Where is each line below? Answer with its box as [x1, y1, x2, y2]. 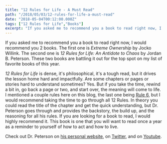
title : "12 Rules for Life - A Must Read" [5, 7, 95, 12]
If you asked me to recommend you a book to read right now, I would [5, 39, 147, 45]
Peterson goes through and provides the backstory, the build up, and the [5, 108, 155, 114]
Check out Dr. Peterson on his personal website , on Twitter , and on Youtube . [5, 133, 162, 139]
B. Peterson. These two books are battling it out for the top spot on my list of [5, 55, 163, 61]
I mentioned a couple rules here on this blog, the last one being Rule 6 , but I [5, 92, 161, 98]
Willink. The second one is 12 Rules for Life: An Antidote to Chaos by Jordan [5, 50, 162, 56]
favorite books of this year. [5, 61, 60, 67]
